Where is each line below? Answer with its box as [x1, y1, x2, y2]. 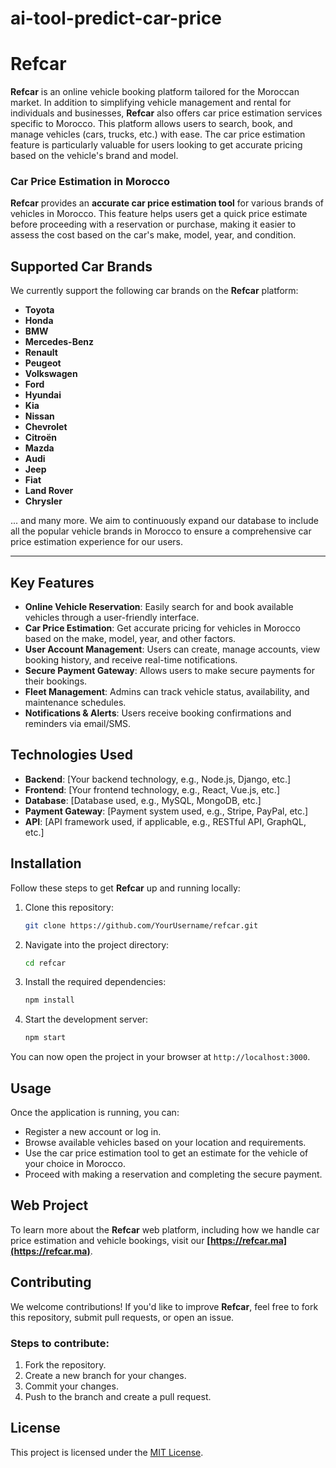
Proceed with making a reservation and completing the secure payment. [24, 1168, 323, 1180]
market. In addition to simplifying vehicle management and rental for [10, 97, 292, 109]
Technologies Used [10, 747, 133, 764]
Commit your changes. [24, 1380, 119, 1392]
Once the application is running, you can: [10, 1106, 180, 1118]
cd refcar [24, 958, 67, 968]
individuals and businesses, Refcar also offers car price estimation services [10, 107, 323, 119]
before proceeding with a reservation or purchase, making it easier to [10, 218, 297, 231]
